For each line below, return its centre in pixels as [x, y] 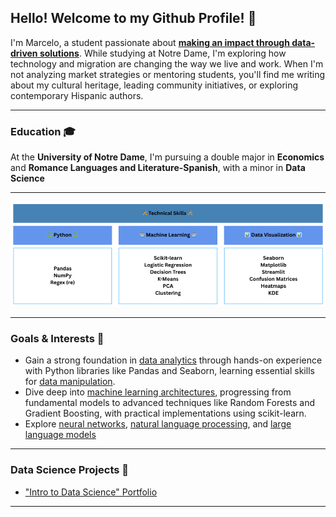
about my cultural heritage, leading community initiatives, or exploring [154, 85]
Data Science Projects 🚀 [70, 470]
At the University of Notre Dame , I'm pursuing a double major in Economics [167, 157]
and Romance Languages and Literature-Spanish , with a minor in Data [158, 168]
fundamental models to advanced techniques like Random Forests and [170, 403]
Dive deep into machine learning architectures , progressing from [158, 392]
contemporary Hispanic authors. [77, 95]
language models [60, 435]
